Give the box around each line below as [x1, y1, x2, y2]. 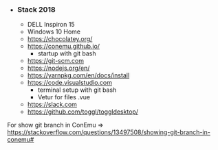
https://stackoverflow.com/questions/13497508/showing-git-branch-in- [7, 128, 211, 136]
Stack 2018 [17, 5, 56, 14]
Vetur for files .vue [37, 93, 91, 101]
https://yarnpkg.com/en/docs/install [27, 71, 130, 79]
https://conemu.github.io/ [27, 42, 100, 51]
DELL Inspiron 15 [27, 21, 75, 29]
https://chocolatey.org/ [27, 35, 93, 43]
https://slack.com [27, 101, 78, 109]
